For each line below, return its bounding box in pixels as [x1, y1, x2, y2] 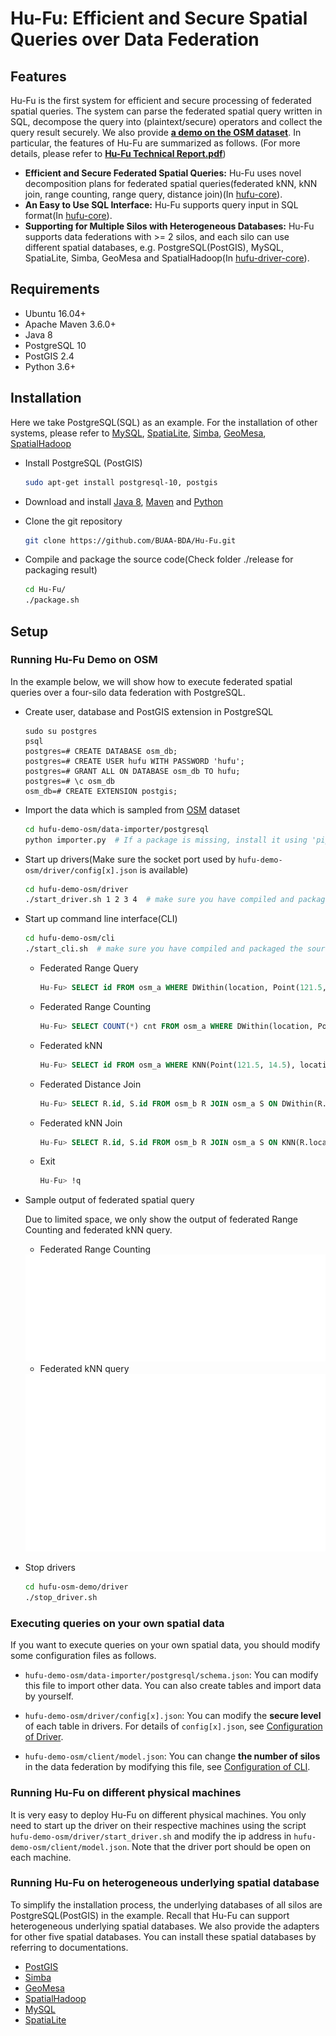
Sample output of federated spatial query [24, 1194, 195, 1206]
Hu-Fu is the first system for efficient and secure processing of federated [10, 95, 312, 106]
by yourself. [24, 1690, 74, 1702]
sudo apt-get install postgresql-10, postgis [24, 477, 218, 487]
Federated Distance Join [39, 1078, 142, 1090]
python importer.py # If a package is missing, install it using [24, 835, 308, 845]
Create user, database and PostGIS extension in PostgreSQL [24, 705, 274, 717]
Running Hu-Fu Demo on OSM [10, 653, 158, 667]
